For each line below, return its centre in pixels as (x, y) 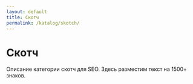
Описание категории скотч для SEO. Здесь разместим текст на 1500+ (97, 69)
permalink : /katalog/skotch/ (43, 23)
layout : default (27, 12)
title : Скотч (23, 17)
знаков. (16, 76)
